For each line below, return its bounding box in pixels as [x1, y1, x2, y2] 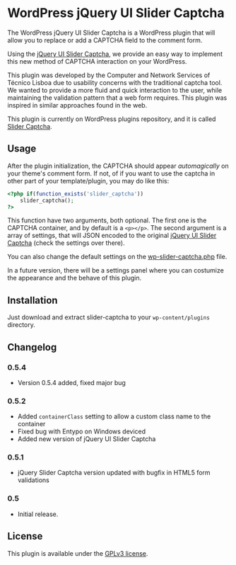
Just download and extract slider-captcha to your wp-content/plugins [7, 313, 210, 321]
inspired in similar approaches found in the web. [7, 101, 148, 109]
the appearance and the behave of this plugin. [7, 274, 142, 282]
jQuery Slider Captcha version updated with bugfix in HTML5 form [17, 469, 211, 477]
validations [17, 476, 49, 484]
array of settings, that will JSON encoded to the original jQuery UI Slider [7, 232, 217, 240]
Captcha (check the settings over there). [7, 239, 125, 247]
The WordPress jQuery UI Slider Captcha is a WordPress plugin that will [7, 28, 216, 37]
